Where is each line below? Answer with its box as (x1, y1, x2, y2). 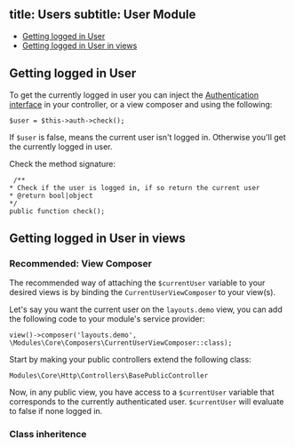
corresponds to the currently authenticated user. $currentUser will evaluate (9, 396, 284, 407)
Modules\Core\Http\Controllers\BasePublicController (9, 371, 209, 380)
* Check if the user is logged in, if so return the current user (9, 183, 260, 192)
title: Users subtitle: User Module (9, 7, 196, 22)
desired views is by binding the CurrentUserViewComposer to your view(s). (9, 287, 276, 298)
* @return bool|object (9, 191, 93, 200)
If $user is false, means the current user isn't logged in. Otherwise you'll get (9, 132, 286, 142)
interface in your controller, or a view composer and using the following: (9, 99, 273, 109)
